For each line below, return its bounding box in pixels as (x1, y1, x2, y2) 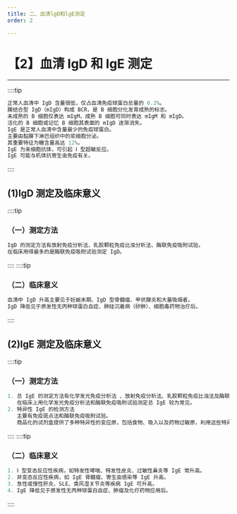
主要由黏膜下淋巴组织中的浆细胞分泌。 (7, 132, 102, 140)
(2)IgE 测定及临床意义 (7, 338, 102, 350)
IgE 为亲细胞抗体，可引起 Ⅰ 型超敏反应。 (7, 145, 112, 153)
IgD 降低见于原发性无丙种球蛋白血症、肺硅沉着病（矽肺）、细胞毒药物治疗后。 (7, 303, 201, 311)
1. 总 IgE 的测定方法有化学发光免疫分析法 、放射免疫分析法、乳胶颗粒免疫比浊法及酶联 (7, 393, 231, 400)
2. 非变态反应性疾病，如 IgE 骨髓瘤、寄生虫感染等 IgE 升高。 (7, 474, 169, 481)
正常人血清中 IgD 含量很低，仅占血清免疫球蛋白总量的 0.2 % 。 (7, 100, 166, 107)
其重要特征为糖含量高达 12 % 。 (7, 139, 83, 146)
